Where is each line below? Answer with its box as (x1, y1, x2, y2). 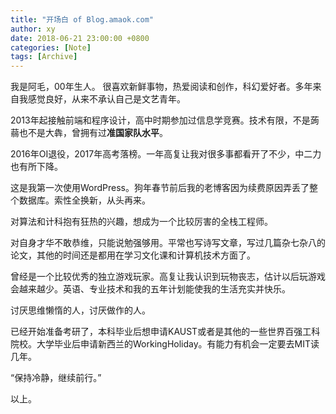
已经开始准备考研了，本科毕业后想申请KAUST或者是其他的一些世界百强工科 (10, 326, 321, 338)
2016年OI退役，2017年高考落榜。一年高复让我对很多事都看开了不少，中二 (10, 148, 313, 160)
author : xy (10, 24, 56, 34)
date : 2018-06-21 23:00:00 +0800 (10, 33, 150, 43)
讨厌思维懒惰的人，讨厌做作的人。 (10, 304, 151, 316)
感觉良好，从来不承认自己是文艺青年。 (27, 93, 186, 105)
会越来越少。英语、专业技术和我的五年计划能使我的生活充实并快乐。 (10, 283, 291, 295)
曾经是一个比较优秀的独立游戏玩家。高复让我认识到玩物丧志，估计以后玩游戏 (10, 271, 326, 283)
